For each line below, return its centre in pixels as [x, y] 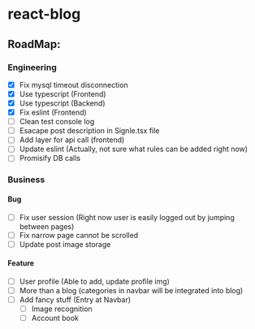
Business [26, 180]
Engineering [32, 67]
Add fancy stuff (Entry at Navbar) [75, 300]
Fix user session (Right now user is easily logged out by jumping [127, 217]
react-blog [44, 14]
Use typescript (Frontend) [63, 93]
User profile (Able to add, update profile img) [94, 281]
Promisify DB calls [50, 158]
